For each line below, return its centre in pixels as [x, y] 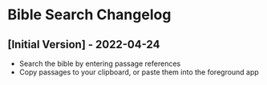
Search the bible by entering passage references [100, 63]
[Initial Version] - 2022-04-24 [84, 45]
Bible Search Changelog [89, 15]
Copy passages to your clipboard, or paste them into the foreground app [139, 72]
